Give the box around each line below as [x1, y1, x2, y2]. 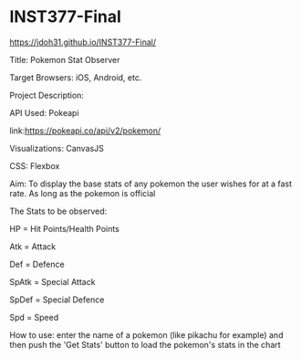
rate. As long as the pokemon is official [9, 187, 156, 198]
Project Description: [9, 90, 85, 100]
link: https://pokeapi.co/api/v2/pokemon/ [9, 125, 161, 136]
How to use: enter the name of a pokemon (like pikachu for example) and [9, 329, 284, 340]
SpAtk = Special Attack [9, 276, 96, 287]
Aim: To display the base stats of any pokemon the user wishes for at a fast [9, 178, 293, 189]
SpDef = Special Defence [9, 294, 105, 305]
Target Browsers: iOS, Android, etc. [9, 71, 142, 83]
